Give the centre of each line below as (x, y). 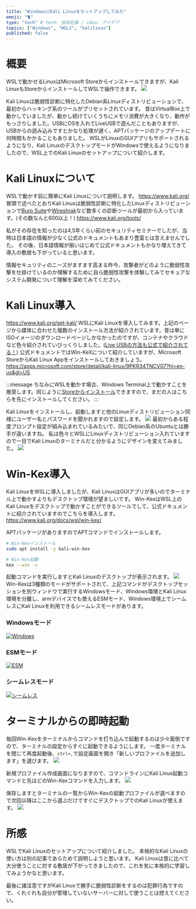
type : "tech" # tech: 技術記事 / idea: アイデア (63, 22)
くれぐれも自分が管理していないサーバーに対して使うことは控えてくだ (100, 893)
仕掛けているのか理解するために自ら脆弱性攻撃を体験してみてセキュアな (103, 272)
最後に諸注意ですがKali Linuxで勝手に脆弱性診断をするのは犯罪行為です (92, 886)
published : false (27, 33)
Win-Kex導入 (38, 474)
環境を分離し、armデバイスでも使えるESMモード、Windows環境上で (89, 599)
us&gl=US (18, 372)
